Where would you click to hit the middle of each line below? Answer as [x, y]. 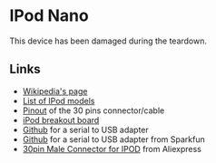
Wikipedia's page [55, 91]
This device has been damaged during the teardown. [108, 41]
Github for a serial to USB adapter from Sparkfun [114, 139]
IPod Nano [49, 16]
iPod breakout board [61, 120]
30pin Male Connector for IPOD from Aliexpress [112, 149]
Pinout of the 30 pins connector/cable [93, 110]
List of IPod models [59, 101]
